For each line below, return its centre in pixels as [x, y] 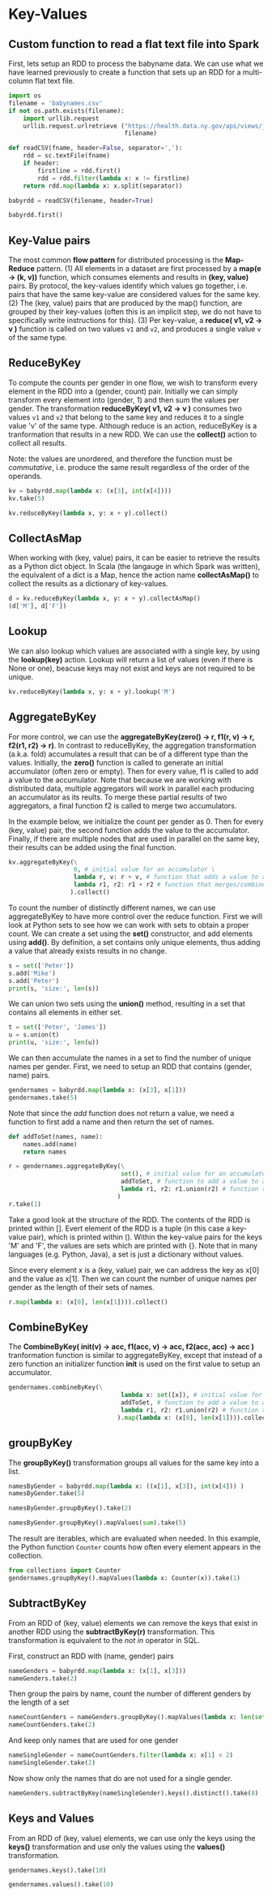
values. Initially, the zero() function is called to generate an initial [116, 762]
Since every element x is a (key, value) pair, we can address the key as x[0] [134, 1270]
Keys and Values [51, 1819]
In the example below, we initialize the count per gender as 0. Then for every [136, 821]
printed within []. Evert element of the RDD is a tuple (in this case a [119, 1228]
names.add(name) [51, 1144]
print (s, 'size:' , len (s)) [54, 988]
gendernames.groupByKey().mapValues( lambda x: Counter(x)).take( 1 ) [125, 1578]
